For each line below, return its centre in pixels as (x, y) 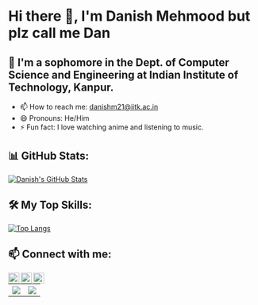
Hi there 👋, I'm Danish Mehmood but (129, 16)
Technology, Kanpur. (61, 87)
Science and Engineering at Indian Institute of (123, 75)
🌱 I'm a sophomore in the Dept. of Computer (119, 62)
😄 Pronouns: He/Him (54, 118)
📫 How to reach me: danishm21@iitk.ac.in (89, 107)
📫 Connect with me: (60, 255)
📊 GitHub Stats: (49, 156)
